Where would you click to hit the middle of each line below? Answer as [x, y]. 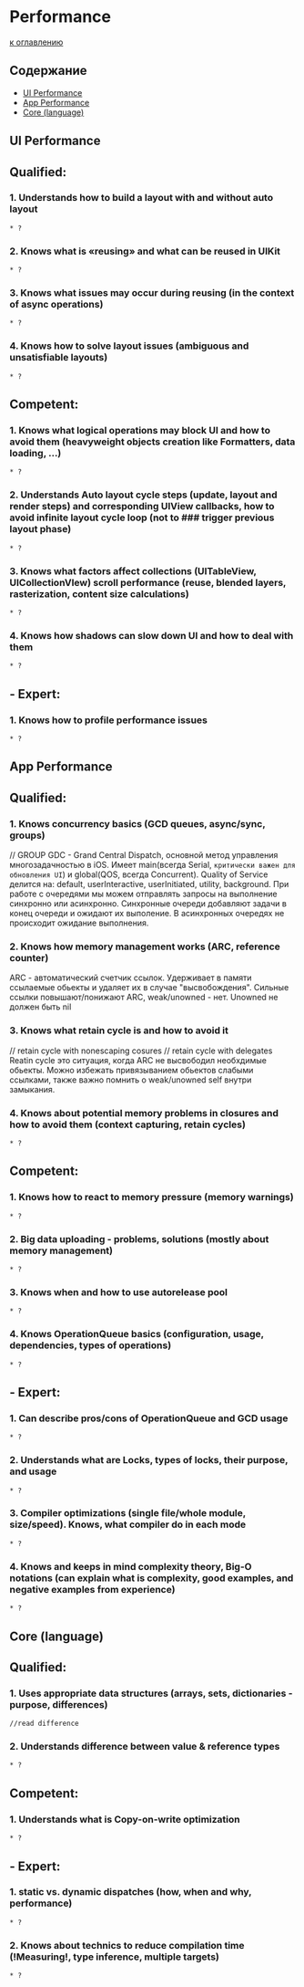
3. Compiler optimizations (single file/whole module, [127, 1513]
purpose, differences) [59, 1704]
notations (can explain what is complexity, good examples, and [152, 1578]
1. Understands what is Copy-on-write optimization [125, 1819]
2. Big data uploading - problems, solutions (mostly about [139, 1239]
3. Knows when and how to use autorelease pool [118, 1292]
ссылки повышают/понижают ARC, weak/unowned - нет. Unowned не [144, 998]
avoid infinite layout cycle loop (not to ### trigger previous [142, 518]
